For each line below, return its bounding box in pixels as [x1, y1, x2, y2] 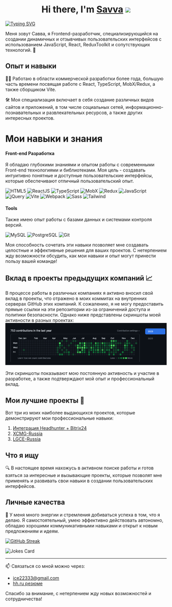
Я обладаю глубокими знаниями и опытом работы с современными [5, 162, 155, 168]
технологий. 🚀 [5, 47, 36, 53]
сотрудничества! [5, 596, 42, 602]
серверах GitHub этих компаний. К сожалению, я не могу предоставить [5, 301, 164, 307]
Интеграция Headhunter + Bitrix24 [12, 425, 87, 431]
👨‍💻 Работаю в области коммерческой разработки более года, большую [5, 75, 164, 82]
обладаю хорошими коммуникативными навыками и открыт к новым [5, 522, 158, 528]
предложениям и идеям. [5, 528, 59, 534]
